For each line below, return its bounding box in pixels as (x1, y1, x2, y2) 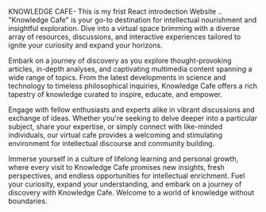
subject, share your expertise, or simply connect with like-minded (8, 122, 223, 131)
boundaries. (8, 196, 48, 206)
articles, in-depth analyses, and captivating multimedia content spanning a (8, 64, 253, 74)
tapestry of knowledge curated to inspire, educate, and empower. (8, 90, 223, 98)
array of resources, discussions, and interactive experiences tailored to (8, 32, 241, 41)
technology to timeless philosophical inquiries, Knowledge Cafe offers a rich (8, 81, 258, 91)
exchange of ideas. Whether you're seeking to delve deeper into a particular (8, 114, 258, 122)
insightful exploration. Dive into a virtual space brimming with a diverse (8, 24, 241, 33)
